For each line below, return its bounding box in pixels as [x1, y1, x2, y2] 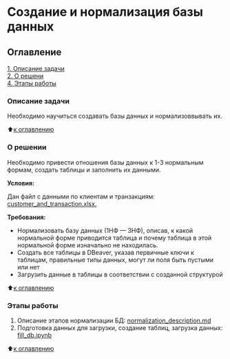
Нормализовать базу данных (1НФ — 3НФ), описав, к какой [17, 226, 194, 234]
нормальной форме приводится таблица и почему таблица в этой [17, 234, 212, 242]
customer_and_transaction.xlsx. [7, 199, 97, 207]
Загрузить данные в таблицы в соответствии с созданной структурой [17, 270, 224, 278]
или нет [17, 263, 40, 271]
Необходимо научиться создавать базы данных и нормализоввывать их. [7, 112, 222, 121]
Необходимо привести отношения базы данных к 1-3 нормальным [7, 158, 205, 166]
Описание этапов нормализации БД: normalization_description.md [17, 316, 211, 325]
